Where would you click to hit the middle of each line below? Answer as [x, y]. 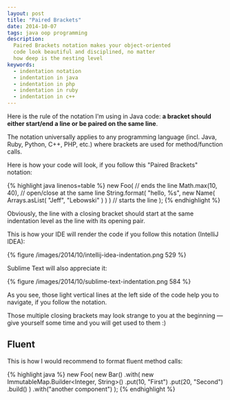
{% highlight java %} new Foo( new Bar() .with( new [81, 374]
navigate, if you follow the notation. [57, 302]
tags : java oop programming [48, 33]
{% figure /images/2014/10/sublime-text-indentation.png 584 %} [99, 282]
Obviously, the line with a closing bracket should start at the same [101, 213]
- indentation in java [46, 77]
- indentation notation [47, 71]
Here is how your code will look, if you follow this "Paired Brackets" [103, 165]
